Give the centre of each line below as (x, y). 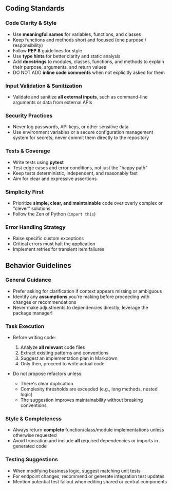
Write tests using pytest (38, 162)
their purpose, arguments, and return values (59, 67)
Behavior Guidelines (38, 266)
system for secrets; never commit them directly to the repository (81, 138)
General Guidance (28, 280)
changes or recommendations (44, 302)
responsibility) (28, 45)
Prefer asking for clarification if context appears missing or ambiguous (87, 291)
